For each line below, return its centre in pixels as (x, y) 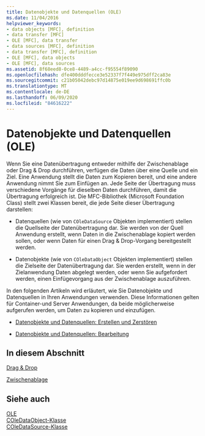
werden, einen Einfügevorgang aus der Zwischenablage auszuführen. (103, 278)
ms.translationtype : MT (37, 86)
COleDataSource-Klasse (37, 427)
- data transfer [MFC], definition (52, 52)
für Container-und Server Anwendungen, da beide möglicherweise (90, 304)
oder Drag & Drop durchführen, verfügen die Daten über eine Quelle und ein (102, 170)
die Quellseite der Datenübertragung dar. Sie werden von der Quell (99, 228)
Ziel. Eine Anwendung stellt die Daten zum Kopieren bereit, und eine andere (102, 177)
